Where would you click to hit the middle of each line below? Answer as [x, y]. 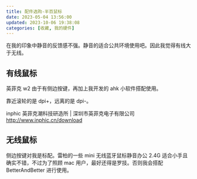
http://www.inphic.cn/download [44, 120]
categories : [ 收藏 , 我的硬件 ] [40, 28]
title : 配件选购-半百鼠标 [34, 11]
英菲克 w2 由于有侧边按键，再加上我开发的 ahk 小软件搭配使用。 [84, 88]
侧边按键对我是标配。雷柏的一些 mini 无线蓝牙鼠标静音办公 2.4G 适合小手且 [97, 155]
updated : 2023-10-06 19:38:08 [43, 22]
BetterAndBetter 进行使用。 [39, 170]
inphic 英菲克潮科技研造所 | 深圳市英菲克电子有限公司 [70, 114]
